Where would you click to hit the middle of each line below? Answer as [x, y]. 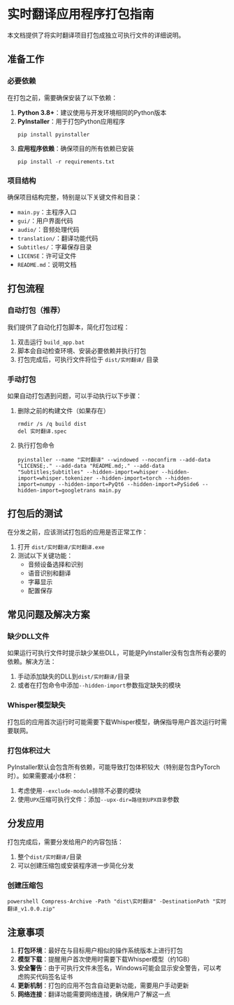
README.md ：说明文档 [47, 264]
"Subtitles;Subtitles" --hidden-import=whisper [88, 472]
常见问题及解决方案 [49, 615]
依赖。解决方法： [32, 662]
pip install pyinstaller [53, 134]
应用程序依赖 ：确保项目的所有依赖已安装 [75, 148]
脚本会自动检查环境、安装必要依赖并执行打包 [82, 350]
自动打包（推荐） [36, 310]
